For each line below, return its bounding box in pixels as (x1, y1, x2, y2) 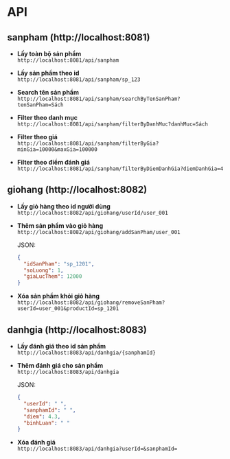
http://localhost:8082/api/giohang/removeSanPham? (16, 299, 165, 306)
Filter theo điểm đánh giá (16, 158, 91, 166)
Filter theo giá (16, 133, 58, 141)
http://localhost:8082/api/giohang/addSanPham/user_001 (16, 228, 181, 235)
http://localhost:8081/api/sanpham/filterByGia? (16, 140, 159, 147)
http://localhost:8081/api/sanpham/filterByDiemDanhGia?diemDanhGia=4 (16, 165, 224, 172)
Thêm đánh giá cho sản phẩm (16, 362, 104, 369)
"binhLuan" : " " (23, 419, 70, 426)
